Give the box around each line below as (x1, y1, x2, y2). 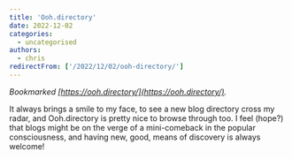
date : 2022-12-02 (9, 21, 73, 30)
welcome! (9, 140, 45, 151)
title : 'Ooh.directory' (9, 12, 97, 22)
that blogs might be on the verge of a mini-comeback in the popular (9, 122, 257, 132)
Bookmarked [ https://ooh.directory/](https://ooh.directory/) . (9, 86, 227, 97)
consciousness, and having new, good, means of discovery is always (9, 132, 261, 142)
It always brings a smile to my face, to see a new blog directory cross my (9, 103, 275, 114)
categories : (9, 29, 53, 38)
